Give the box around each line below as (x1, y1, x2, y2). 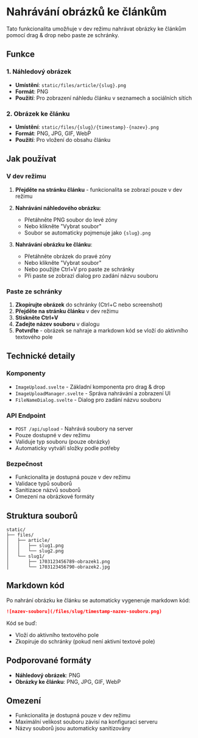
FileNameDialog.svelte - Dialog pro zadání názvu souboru (15, 396, 161, 403)
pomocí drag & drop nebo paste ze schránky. (6, 31, 120, 38)
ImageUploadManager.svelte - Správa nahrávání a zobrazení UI (15, 389, 171, 397)
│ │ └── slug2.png (6, 548, 64, 554)
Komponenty (6, 369, 46, 378)
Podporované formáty (6, 655, 91, 666)
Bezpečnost (6, 459, 43, 468)
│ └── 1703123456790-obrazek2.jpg (6, 564, 111, 570)
